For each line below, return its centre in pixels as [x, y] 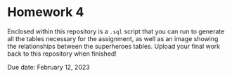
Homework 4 [46, 12]
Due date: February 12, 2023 [49, 67]
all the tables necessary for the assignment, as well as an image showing [113, 38]
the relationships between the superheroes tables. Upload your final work [114, 46]
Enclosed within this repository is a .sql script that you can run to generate [116, 31]
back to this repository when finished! [62, 54]
